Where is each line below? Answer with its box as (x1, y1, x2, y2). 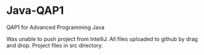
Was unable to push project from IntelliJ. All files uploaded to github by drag (6, 35, 198, 42)
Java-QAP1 (6, 4, 64, 18)
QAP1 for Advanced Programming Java (6, 24, 105, 31)
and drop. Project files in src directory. (6, 42, 103, 49)
